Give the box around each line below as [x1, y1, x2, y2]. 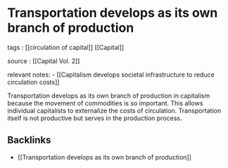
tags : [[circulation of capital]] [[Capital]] [7, 43, 125, 51]
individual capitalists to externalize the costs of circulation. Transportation [7, 106, 222, 115]
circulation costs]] [7, 77, 60, 86]
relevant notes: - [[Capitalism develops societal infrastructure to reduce [7, 70, 215, 79]
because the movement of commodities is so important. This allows [7, 98, 203, 107]
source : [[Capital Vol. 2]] [7, 56, 80, 65]
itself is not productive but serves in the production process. [7, 114, 182, 122]
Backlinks [7, 134, 51, 146]
